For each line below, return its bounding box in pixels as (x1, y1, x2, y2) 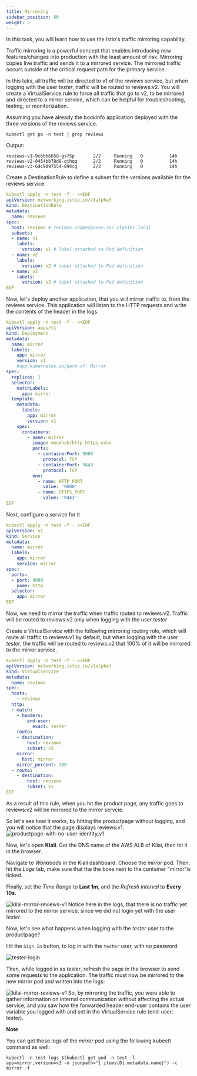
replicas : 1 (11, 374, 41, 380)
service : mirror (16, 561, 57, 567)
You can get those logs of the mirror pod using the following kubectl (6, 1037, 171, 1044)
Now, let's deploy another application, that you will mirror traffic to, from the (6, 295, 190, 302)
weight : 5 (6, 19, 31, 25)
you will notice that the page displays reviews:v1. (6, 824, 125, 831)
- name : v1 (11, 235, 38, 242)
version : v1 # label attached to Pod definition (21, 246, 143, 252)
